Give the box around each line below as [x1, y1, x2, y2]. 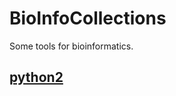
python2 [9, 69, 64, 86]
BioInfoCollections [9, 7, 167, 30]
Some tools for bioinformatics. [9, 40, 134, 52]
